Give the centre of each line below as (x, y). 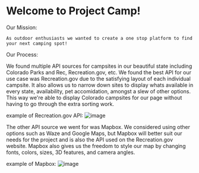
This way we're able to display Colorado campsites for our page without (94, 97)
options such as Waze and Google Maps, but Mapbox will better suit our (94, 133)
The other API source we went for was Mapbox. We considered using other (98, 127)
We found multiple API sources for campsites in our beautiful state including (99, 66)
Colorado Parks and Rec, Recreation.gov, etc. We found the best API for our (99, 72)
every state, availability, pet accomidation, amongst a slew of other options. (99, 91)
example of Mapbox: (31, 163)
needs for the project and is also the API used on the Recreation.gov (90, 139)
